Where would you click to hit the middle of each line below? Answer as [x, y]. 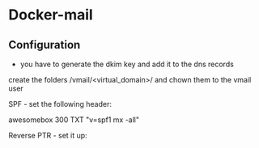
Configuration [45, 45]
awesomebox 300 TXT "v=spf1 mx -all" [74, 120]
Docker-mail [51, 15]
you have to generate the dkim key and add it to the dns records [127, 64]
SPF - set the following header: [60, 104]
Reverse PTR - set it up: [48, 135]
